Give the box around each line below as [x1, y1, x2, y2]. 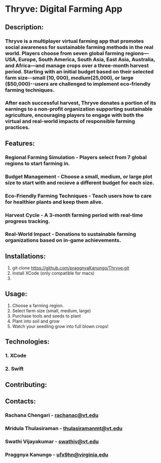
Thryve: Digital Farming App [5, 3, 122, 15]
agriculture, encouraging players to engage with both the [5, 112, 144, 118]
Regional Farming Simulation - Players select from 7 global [5, 154, 147, 161]
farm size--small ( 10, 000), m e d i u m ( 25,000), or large [5, 74, 134, 81]
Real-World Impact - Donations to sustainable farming [5, 231, 136, 238]
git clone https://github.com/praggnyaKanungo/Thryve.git [12, 265, 130, 271]
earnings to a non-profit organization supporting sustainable [5, 106, 153, 113]
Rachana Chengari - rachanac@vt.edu [5, 412, 99, 418]
